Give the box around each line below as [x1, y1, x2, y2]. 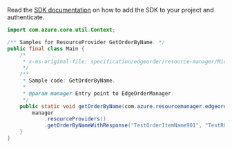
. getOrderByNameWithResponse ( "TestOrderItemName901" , [43, 122, 202, 129]
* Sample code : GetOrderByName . [22, 77, 116, 85]
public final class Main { [7, 45, 85, 52]
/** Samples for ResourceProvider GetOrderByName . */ [7, 39, 166, 45]
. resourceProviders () [43, 116, 107, 123]
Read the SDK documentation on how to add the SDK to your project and [7, 6, 214, 14]
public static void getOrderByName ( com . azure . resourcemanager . [19, 103, 206, 109]
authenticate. [7, 13, 45, 21]
